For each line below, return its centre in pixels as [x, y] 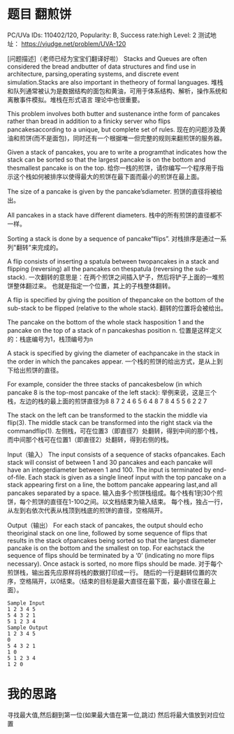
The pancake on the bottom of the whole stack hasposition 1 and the [106, 322]
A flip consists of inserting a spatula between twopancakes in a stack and [113, 261]
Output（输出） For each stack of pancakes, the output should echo [105, 525]
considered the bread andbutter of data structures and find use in [102, 66]
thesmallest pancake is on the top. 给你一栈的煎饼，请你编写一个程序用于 [112, 168]
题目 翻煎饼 [39, 14]
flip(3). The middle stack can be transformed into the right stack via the [110, 422]
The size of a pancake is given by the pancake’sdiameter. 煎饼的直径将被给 [115, 191]
